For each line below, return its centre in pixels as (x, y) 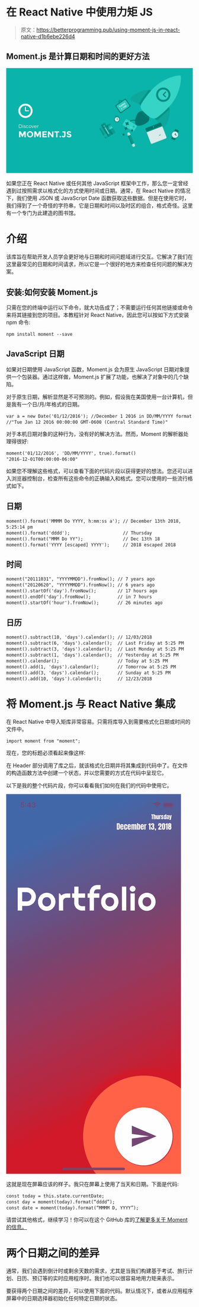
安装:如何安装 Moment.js (52, 292)
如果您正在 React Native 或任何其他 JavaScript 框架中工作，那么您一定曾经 (97, 183)
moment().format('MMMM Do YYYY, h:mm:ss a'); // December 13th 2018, (94, 521)
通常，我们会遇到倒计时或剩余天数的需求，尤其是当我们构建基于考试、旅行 (97, 1271)
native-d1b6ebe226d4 (48, 36)
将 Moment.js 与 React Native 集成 (91, 704)
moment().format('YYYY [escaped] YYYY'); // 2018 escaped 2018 (91, 545)
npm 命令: (18, 322)
